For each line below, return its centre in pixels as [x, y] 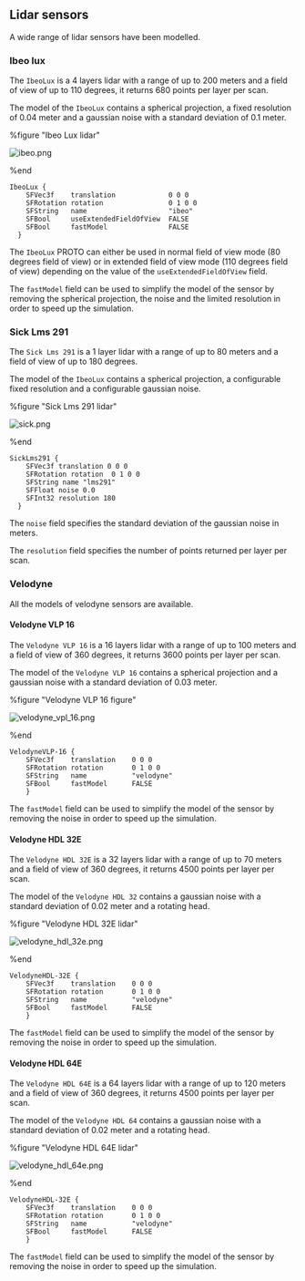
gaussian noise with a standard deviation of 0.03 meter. [113, 682]
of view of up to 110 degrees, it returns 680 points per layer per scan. [139, 90]
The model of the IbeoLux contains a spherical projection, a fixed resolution [150, 108]
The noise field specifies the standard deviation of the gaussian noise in [144, 523]
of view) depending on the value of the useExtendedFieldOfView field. [139, 272]
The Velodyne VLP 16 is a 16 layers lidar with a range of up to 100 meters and [153, 645]
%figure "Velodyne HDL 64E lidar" [74, 1148]
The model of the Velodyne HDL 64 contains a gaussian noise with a [135, 1121]
